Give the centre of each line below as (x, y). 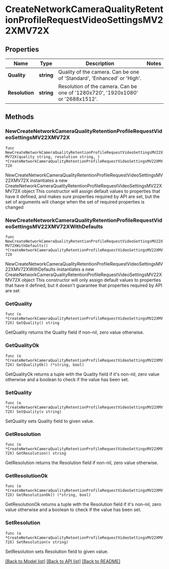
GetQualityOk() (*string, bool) (50, 365)
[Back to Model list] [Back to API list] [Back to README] (63, 561)
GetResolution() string (41, 454)
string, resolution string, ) (68, 157)
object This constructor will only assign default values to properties (92, 280)
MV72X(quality (20, 157)
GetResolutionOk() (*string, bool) (54, 495)
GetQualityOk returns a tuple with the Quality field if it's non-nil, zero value (82, 374)
